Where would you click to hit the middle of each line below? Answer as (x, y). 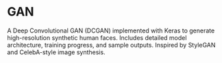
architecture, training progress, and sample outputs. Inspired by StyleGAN (111, 45)
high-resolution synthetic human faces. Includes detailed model (97, 37)
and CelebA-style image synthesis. (56, 52)
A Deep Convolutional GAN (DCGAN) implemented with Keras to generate (111, 30)
